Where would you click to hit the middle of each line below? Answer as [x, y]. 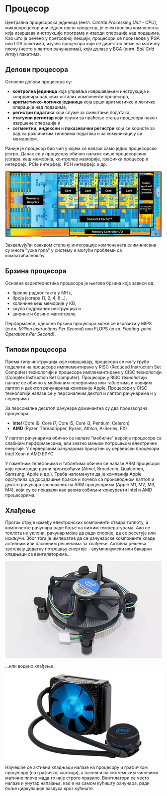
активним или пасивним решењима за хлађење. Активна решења [76, 544]
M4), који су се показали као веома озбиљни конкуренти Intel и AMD [79, 490]
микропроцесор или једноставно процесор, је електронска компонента [82, 27]
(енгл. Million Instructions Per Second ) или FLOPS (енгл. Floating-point [78, 329]
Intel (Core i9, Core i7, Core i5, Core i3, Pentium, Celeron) [71, 423]
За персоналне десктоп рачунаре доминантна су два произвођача [76, 408]
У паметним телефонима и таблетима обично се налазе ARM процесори [83, 463]
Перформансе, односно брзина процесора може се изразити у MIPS [79, 323]
